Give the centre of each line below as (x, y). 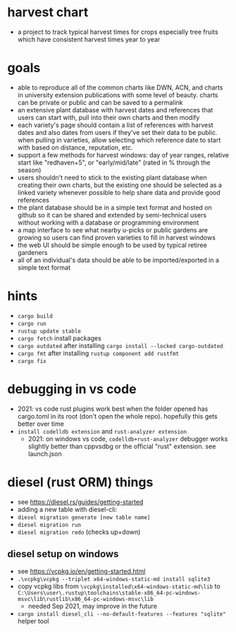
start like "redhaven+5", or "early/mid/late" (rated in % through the (114, 162)
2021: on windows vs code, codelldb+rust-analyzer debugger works (128, 439)
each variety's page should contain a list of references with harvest (115, 125)
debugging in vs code (72, 389)
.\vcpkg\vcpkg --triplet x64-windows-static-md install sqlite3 (114, 579)
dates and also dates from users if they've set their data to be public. (117, 132)
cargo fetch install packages (60, 338)
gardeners (32, 252)
